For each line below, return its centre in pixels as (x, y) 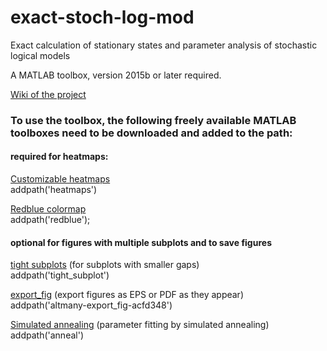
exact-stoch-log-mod (102, 17)
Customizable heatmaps (60, 179)
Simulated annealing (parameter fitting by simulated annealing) (140, 325)
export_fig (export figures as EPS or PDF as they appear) (127, 295)
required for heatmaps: (59, 157)
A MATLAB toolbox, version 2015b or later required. (116, 75)
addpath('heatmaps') (54, 190)
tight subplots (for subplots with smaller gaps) (105, 265)
